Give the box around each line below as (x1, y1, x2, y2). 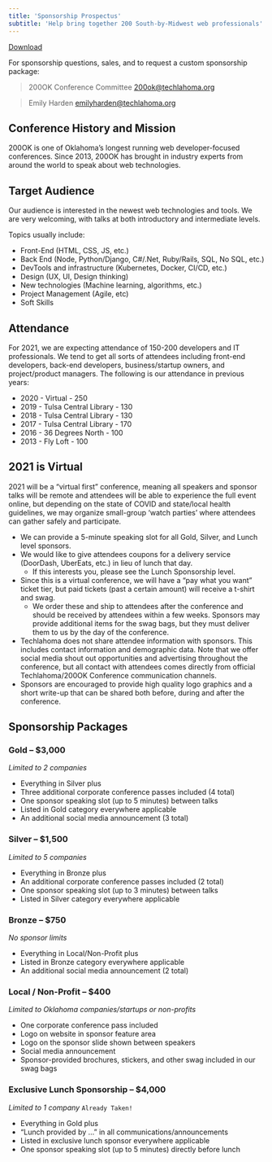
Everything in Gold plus (19, 1118, 99, 1128)
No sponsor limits (8, 933, 67, 943)
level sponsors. (19, 541, 71, 550)
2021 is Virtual (8, 460, 84, 474)
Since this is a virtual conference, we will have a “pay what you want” (19, 575, 253, 585)
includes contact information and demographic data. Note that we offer (19, 644, 258, 654)
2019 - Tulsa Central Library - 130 (19, 401, 133, 411)
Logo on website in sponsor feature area (19, 1029, 157, 1039)
